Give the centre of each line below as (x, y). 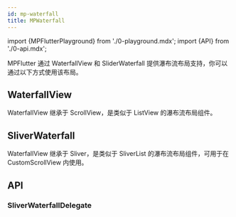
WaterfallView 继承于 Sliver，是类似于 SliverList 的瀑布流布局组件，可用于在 (118, 154)
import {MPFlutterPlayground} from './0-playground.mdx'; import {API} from (118, 41)
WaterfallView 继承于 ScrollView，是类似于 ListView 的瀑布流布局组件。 (112, 113)
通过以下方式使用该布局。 (45, 72)
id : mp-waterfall (33, 14)
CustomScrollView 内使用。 (48, 163)
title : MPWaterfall (36, 21)
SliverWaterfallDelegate (50, 206)
